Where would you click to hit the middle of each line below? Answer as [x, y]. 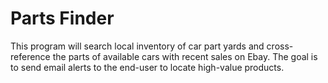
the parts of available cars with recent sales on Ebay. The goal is [185, 56]
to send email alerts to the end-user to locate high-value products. [147, 67]
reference [30, 56]
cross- [280, 46]
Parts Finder [62, 18]
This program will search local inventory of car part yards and [137, 46]
